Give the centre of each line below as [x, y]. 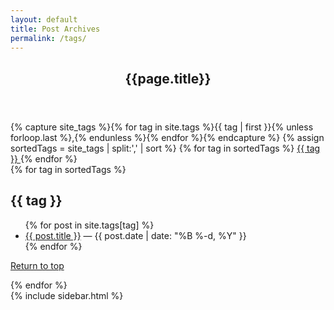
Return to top [37, 265]
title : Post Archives [55, 29]
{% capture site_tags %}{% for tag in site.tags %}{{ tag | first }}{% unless [162, 127]
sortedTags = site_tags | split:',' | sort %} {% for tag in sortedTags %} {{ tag [165, 148]
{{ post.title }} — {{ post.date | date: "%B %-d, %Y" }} [135, 235]
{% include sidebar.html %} [67, 295]
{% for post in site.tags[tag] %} [89, 225]
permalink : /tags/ [48, 38]
